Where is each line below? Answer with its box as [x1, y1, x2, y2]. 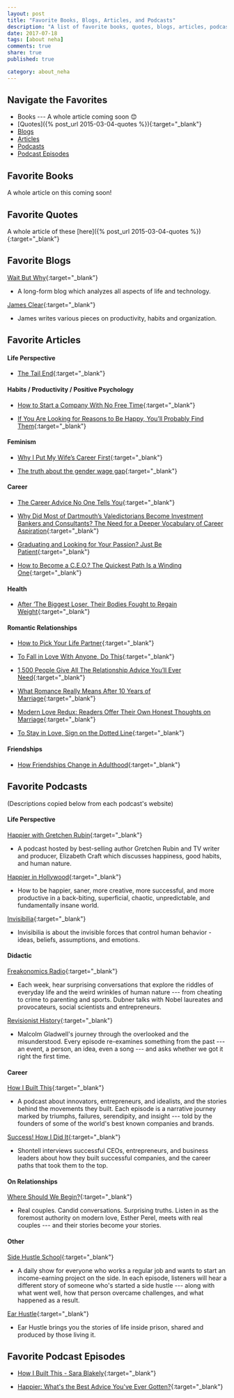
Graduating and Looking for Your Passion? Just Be [17, 540, 162, 549]
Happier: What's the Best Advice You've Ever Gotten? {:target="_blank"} [17, 1383, 224, 1391]
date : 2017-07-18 [7, 29, 58, 37]
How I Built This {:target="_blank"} [7, 1084, 104, 1092]
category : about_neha [7, 68, 70, 75]
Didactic [7, 951, 33, 960]
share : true [7, 50, 42, 57]
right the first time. [17, 1052, 71, 1060]
